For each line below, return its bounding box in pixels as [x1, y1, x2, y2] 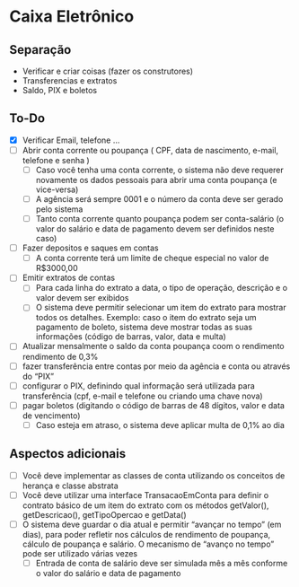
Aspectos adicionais [9, 446, 127, 461]
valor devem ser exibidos [35, 293, 129, 303]
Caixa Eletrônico [9, 6, 135, 27]
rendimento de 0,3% [22, 351, 99, 362]
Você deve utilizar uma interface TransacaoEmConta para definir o [22, 489, 269, 500]
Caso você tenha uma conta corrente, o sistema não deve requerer [35, 164, 285, 175]
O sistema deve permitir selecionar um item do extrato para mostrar [35, 302, 287, 313]
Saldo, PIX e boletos [22, 85, 98, 95]
